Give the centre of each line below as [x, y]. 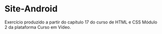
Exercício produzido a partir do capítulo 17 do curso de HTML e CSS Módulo [81, 22]
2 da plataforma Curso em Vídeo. [38, 27]
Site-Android [31, 9]
